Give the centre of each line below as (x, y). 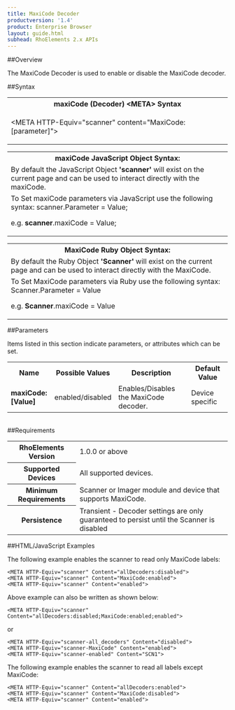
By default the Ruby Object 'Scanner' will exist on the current (112, 262)
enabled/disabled (83, 397)
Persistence (42, 520)
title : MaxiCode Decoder (43, 14)
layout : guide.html (36, 33)
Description (151, 373)
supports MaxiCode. (113, 499)
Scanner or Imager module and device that (150, 490)
